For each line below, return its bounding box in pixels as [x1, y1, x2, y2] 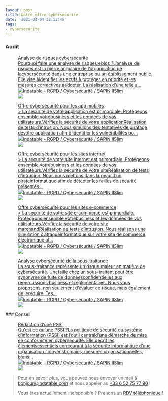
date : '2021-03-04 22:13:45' [5, 17, 67, 22]
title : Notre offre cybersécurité [5, 12, 79, 17]
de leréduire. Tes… [18, 290, 57, 297]
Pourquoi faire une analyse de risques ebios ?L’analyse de [18, 60, 140, 66]
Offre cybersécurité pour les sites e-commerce [18, 204, 117, 210]
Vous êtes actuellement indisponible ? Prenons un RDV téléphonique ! [17, 390, 163, 396]
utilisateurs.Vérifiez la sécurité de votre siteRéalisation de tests [18, 167, 149, 173]
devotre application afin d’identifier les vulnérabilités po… [18, 130, 138, 136]
